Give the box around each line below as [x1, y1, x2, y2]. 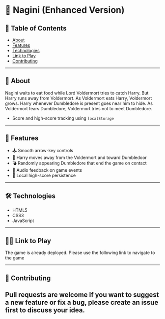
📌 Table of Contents [5, 24, 67, 32]
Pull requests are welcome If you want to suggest [5, 290, 159, 299]
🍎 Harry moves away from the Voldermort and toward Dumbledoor [12, 155, 147, 160]
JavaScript [12, 218, 34, 223]
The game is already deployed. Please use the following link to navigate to [5, 250, 155, 255]
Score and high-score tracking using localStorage [12, 115, 114, 121]
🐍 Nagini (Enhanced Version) [5, 4, 125, 16]
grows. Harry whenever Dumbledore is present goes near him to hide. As [5, 100, 153, 106]
